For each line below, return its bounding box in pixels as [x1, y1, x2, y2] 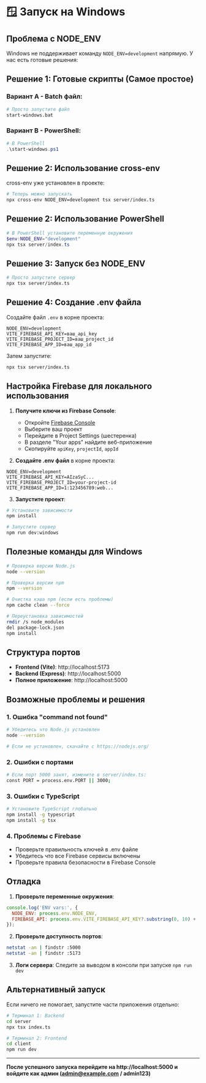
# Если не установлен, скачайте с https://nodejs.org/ [6, 743, 150, 750]
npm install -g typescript [6, 811, 75, 818]
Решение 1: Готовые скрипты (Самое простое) [6, 74, 194, 85]
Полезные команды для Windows [6, 547, 143, 557]
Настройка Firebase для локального [6, 381, 152, 392]
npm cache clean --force [6, 602, 70, 609]
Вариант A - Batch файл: [6, 93, 83, 101]
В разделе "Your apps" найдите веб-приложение [24, 438, 153, 446]
